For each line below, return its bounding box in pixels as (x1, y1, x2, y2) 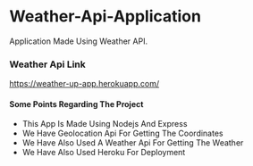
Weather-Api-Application (9, 6, 201, 27)
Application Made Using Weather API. (9, 36, 148, 46)
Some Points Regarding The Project (9, 98, 144, 109)
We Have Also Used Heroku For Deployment (21, 147, 186, 158)
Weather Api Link (9, 58, 87, 71)
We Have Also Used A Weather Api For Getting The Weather (21, 137, 244, 148)
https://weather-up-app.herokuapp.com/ (9, 79, 159, 89)
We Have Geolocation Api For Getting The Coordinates (21, 128, 223, 139)
